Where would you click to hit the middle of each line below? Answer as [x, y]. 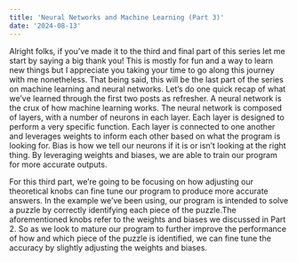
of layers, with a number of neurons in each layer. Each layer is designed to [147, 117]
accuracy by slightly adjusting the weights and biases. [108, 247]
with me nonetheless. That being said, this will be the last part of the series [147, 79]
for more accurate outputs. [58, 164]
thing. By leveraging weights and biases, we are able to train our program [143, 155]
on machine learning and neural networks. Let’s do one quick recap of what [148, 89]
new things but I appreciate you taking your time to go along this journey [142, 70]
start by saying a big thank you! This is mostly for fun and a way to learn [141, 60]
